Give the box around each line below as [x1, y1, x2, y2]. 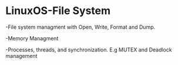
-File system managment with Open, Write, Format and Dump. [5, 23, 156, 30]
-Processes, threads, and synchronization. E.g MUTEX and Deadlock [5, 46, 172, 53]
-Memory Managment [5, 35, 59, 42]
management [5, 52, 38, 59]
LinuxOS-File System [5, 4, 111, 18]
